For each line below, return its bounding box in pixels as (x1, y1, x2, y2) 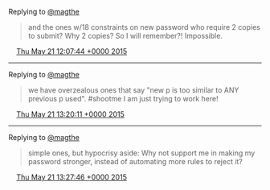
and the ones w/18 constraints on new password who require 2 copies (27, 23, 261, 31)
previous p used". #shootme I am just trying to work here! (27, 94, 219, 103)
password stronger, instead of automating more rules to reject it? (27, 157, 243, 166)
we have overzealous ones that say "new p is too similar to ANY (27, 85, 239, 95)
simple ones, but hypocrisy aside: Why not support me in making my (27, 148, 256, 158)
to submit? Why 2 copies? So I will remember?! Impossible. (27, 31, 223, 40)
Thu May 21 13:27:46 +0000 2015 (15, 172, 127, 182)
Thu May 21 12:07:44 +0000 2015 (15, 47, 127, 56)
